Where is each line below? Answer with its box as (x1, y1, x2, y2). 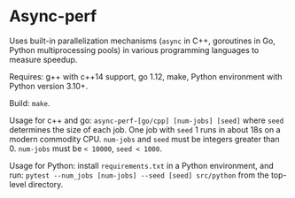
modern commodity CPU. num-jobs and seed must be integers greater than (9, 133, 280, 144)
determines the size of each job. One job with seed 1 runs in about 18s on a (9, 124, 281, 134)
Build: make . (9, 97, 50, 108)
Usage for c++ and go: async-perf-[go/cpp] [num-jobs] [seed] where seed (9, 115, 284, 126)
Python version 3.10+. (9, 80, 89, 91)
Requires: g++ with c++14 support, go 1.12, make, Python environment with (9, 71, 283, 81)
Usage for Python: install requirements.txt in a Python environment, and (9, 160, 275, 171)
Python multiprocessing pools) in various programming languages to (9, 44, 260, 55)
